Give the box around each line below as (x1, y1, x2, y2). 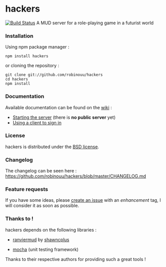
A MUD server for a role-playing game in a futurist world (36, 20, 154, 26)
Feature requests (5, 186, 49, 193)
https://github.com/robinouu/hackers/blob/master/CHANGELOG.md (5, 173, 146, 180)
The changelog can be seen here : (5, 168, 77, 174)
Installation (5, 32, 34, 39)
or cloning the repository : (5, 63, 59, 69)
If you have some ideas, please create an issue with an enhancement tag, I (5, 197, 161, 203)
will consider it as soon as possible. (5, 203, 79, 209)
